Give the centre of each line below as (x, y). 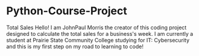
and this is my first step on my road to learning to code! (75, 46)
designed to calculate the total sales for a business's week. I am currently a (100, 33)
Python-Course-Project (67, 11)
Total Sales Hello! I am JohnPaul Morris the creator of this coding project (96, 27)
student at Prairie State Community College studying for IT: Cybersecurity (98, 40)
